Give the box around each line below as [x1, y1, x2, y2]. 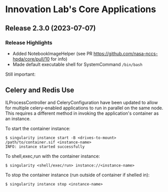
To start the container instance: [5, 125, 71, 132]
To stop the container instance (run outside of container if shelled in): [5, 172, 150, 178]
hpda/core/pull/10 [12, 56, 50, 62]
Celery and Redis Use [5, 86, 74, 94]
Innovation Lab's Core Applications [5, 4, 156, 15]
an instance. [5, 115, 31, 121]
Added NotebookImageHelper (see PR [12, 50, 93, 56]
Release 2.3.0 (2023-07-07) [5, 24, 96, 33]
